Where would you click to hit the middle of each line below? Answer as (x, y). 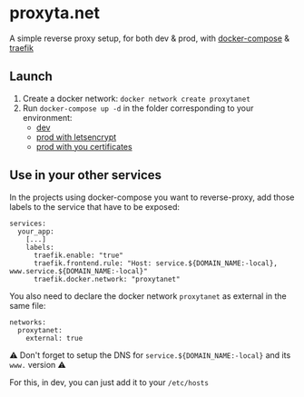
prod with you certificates (84, 146)
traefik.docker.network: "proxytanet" (107, 279)
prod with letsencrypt (76, 137)
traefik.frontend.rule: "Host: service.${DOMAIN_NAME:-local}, (156, 263)
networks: (28, 322)
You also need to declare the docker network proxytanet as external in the (148, 296)
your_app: (36, 231)
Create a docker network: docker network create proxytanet (137, 98)
